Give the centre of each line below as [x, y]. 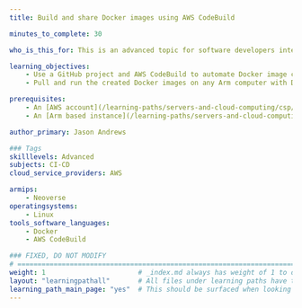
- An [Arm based [56, 116]
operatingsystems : [44, 206]
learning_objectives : [50, 66]
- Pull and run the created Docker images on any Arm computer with [156, 83]
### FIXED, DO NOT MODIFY [58, 256]
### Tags [26, 148]
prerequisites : [38, 100]
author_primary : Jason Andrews [68, 132]
